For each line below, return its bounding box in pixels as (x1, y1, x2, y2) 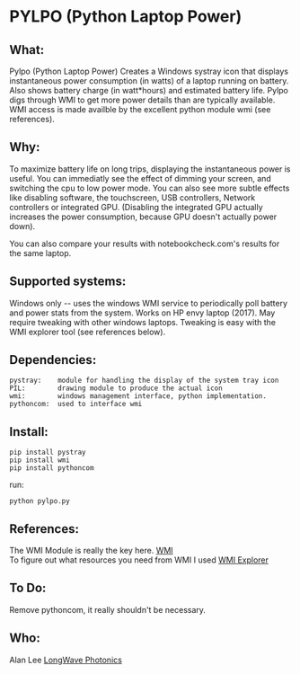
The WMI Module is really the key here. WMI (9, 545, 173, 556)
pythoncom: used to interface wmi (9, 400, 143, 409)
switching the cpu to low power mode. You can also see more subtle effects (9, 182, 290, 193)
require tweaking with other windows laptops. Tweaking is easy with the (9, 316, 277, 327)
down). (9, 220, 36, 231)
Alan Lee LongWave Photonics (9, 654, 123, 665)
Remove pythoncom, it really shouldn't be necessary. (9, 604, 207, 615)
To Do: (9, 581, 47, 596)
